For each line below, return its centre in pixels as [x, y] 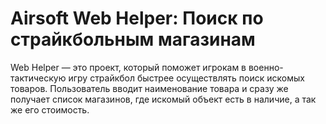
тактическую [38, 78]
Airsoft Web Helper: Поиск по [137, 18]
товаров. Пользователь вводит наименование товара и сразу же [149, 88]
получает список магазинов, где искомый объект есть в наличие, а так [163, 99]
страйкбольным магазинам [133, 39]
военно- [266, 67]
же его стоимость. [50, 109]
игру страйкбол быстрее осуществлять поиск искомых [186, 78]
